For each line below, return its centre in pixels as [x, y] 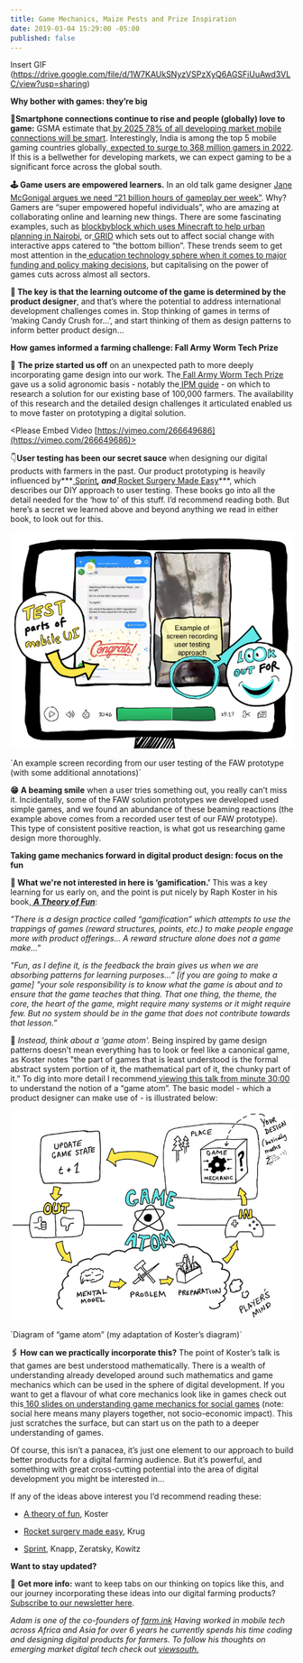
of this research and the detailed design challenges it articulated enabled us [151, 404]
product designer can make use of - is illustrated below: [114, 1098]
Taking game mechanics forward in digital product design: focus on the [147, 855]
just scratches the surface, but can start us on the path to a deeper [135, 1423]
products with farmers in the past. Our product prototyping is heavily [138, 471]
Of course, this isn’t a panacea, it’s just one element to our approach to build [152, 1450]
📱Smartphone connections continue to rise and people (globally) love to [148, 119]
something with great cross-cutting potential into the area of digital [135, 1469]
